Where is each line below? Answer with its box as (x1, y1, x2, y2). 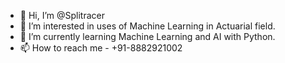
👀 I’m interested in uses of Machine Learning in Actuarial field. (19, 20, 276, 32)
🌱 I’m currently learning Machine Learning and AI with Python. (19, 31, 276, 42)
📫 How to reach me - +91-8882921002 (19, 42, 183, 54)
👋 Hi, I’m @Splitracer (19, 10, 106, 21)
